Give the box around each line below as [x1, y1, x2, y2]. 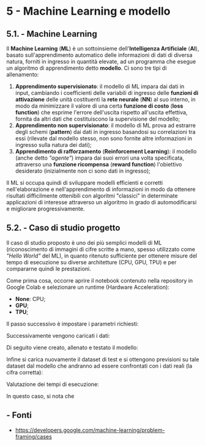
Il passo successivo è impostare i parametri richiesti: [6, 320, 139, 327]
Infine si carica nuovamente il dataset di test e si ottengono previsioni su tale [6, 355, 199, 363]
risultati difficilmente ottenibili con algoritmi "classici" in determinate [6, 192, 178, 199]
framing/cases [15, 433, 52, 440]
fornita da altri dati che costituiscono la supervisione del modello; [15, 115, 181, 122]
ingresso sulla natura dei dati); [15, 141, 92, 148]
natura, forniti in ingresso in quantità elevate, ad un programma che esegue [6, 58, 196, 65]
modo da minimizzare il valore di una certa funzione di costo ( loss [15, 102, 184, 110]
